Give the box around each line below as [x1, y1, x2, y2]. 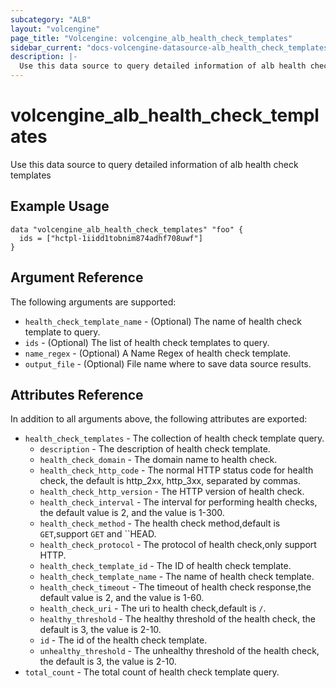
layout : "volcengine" [10, 24, 101, 34]
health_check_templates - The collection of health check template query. [24, 432, 325, 445]
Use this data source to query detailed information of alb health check [10, 158, 299, 170]
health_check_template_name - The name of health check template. [39, 571, 315, 583]
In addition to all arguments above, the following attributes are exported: [10, 413, 308, 425]
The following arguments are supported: [10, 296, 177, 308]
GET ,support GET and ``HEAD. [39, 528, 157, 540]
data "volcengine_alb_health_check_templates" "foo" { [10, 224, 244, 235]
